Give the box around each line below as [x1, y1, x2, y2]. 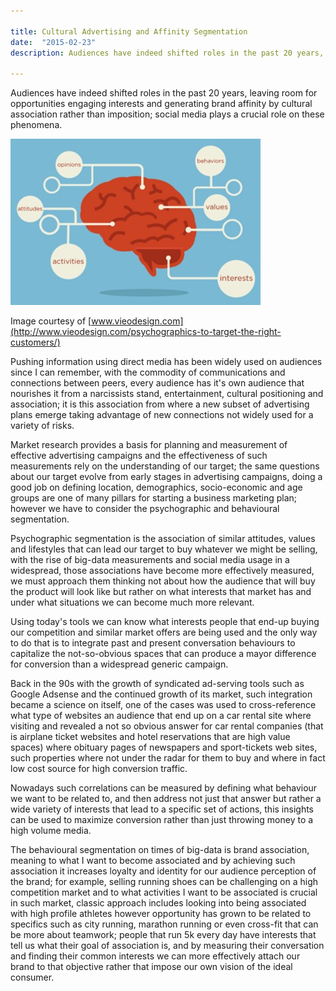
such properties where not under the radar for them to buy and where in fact [10, 752, 326, 764]
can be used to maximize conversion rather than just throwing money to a [10, 814, 314, 826]
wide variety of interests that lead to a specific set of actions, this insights [10, 803, 314, 815]
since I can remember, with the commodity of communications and [10, 366, 286, 379]
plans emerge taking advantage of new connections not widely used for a [10, 409, 314, 421]
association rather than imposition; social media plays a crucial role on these [10, 108, 325, 120]
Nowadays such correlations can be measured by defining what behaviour [10, 782, 318, 794]
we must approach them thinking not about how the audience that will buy [10, 575, 316, 587]
